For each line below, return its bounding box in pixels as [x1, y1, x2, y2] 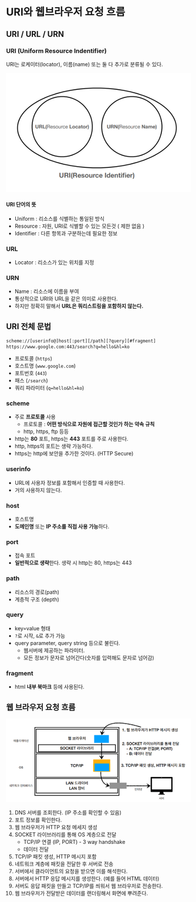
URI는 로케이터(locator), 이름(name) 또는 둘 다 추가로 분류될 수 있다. [6, 60, 163, 67]
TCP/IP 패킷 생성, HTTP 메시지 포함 [14, 853, 97, 860]
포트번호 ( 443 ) [14, 370, 47, 377]
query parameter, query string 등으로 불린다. [14, 639, 120, 646]
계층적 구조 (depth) [14, 596, 60, 603]
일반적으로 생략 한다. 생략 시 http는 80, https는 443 [14, 559, 132, 566]
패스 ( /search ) [14, 377, 48, 384]
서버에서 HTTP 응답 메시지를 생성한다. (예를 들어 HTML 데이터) [14, 875, 160, 882]
